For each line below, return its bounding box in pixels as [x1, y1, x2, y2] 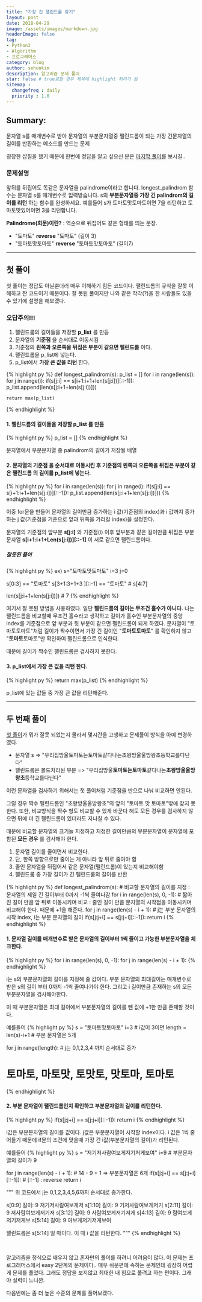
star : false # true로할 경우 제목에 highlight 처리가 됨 [6, 76, 138, 82]
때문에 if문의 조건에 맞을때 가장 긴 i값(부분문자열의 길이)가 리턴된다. [22, 1136, 180, 1143]
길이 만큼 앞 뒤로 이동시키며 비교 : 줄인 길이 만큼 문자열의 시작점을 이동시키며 [12, 899, 192, 906]
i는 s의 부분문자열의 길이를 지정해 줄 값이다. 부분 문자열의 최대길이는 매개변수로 [6, 975, 192, 983]
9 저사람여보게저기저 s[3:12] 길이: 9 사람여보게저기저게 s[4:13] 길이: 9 [6, 1208, 171, 1216]
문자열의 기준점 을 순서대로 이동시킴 [14, 336, 99, 343]
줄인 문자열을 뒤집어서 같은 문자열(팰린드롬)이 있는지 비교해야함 [14, 863, 164, 870]
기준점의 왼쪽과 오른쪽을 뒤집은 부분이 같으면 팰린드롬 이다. [14, 343, 152, 351]
